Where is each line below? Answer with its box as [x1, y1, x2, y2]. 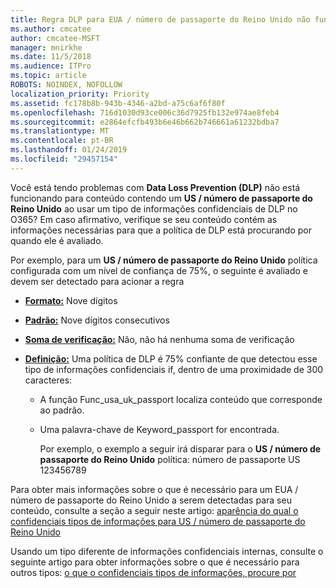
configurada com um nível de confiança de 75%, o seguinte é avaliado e [10, 264, 308, 276]
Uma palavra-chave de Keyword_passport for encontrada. [39, 423, 280, 435]
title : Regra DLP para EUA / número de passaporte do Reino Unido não [10, 14, 311, 25]
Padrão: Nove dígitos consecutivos [24, 314, 170, 326]
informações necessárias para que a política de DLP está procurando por [10, 224, 312, 236]
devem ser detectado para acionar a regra [10, 275, 185, 287]
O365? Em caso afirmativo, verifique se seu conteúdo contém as [10, 213, 278, 225]
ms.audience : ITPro [10, 61, 92, 71]
